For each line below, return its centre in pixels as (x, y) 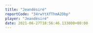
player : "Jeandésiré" (27, 18)
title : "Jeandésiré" (26, 9)
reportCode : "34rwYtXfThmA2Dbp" (38, 14)
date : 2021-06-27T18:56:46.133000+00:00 (47, 23)
